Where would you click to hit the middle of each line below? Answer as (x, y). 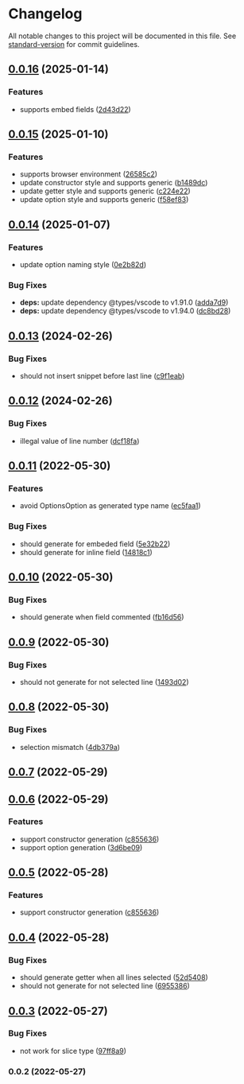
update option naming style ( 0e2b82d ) (83, 264)
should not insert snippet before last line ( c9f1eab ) (102, 375)
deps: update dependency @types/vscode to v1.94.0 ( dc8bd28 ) (125, 311)
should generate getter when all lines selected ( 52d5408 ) (114, 977)
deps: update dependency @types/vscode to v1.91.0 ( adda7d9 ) (124, 302)
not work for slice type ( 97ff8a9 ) (73, 1051)
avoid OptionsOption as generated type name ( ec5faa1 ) (110, 506)
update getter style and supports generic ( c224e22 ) (105, 191)
